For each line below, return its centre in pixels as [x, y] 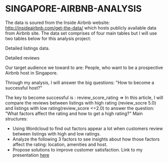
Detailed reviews [23, 57]
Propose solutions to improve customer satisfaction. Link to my [77, 149]
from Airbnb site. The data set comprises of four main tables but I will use [81, 33]
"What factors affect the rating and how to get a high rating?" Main [74, 113]
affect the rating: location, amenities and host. [60, 144]
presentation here [31, 155]
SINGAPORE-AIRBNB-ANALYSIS [73, 9]
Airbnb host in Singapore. [32, 72]
